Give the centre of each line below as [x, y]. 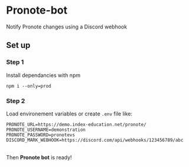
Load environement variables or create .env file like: [69, 114]
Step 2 [16, 101]
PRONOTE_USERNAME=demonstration [46, 130]
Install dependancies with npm [43, 75]
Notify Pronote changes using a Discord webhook [67, 27]
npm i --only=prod [29, 86]
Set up [18, 45]
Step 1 [15, 62]
